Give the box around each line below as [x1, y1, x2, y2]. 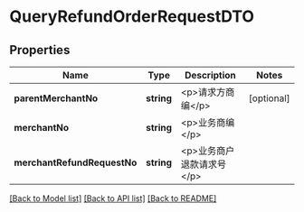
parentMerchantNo [14, 92, 99, 105]
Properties [9, 42, 71, 58]
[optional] [248, 92, 290, 105]
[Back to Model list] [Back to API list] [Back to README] [9, 193, 217, 204]
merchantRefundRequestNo [14, 156, 138, 169]
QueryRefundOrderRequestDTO [9, 6, 255, 27]
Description [184, 69, 237, 81]
